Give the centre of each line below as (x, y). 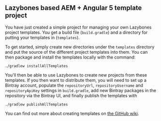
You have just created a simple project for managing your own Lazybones (78, 27)
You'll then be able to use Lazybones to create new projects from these (76, 75)
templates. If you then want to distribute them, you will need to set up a (76, 80)
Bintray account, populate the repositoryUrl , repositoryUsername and (74, 85)
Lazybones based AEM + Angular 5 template (73, 8)
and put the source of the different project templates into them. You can (76, 52)
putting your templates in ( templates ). (42, 37)
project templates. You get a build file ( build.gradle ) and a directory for (76, 32)
